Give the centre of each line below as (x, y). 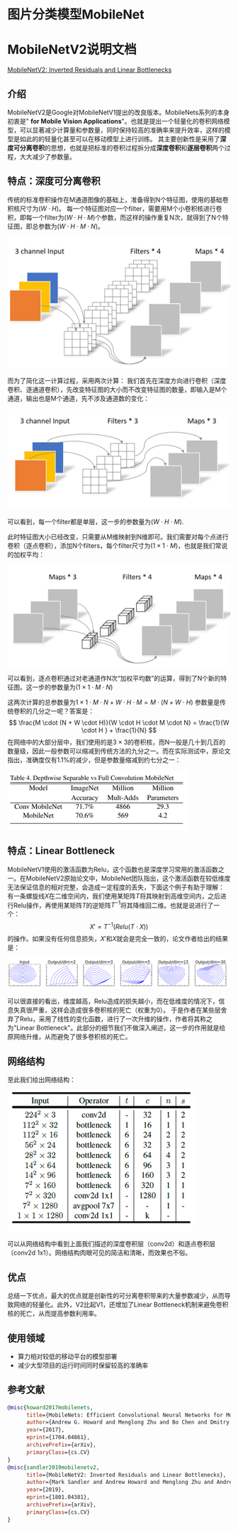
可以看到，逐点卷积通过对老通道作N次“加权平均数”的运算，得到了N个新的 (114, 678)
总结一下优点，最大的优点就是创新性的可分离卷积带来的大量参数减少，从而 (116, 1296)
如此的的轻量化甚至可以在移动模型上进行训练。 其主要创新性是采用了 (120, 138)
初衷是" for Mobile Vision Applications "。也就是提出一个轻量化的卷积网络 (116, 121)
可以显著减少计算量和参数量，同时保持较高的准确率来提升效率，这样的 (122, 130)
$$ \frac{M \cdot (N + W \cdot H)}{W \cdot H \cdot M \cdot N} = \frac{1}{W (119, 722)
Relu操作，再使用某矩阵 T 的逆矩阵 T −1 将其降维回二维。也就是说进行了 (113, 904)
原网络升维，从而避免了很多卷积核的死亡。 (69, 1037)
